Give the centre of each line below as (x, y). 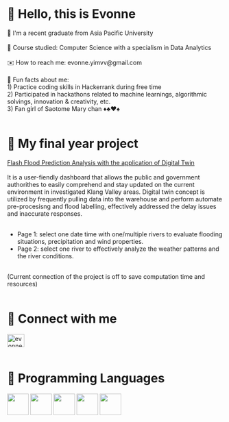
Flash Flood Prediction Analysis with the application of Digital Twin (101, 162)
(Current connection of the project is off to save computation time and (106, 276)
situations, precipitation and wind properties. (80, 241)
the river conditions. (45, 256)
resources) (22, 284)
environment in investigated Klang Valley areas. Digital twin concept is (106, 192)
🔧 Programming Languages (86, 378)
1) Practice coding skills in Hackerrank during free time (84, 87)
